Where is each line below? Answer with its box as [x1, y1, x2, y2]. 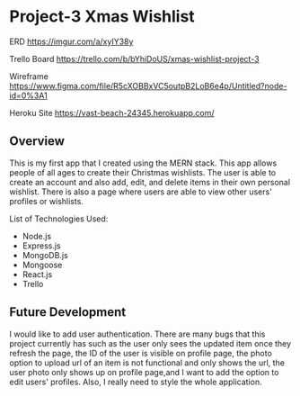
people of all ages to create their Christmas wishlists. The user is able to [9, 166, 277, 177]
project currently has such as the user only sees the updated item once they [9, 337, 292, 348]
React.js [22, 268, 53, 280]
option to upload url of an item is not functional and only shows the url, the [9, 357, 286, 368]
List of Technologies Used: [9, 213, 109, 224]
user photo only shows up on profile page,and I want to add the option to [9, 366, 279, 377]
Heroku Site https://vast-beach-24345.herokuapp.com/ [9, 107, 215, 118]
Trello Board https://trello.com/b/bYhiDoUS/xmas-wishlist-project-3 [9, 53, 260, 64]
